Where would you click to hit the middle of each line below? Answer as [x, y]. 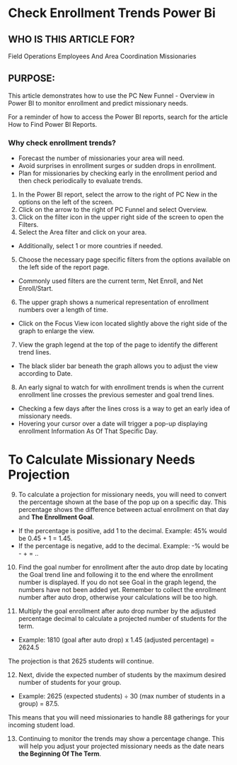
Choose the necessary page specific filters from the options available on [124, 259]
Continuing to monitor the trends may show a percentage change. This [121, 739]
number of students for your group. [70, 683]
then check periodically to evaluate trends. [81, 181]
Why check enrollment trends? [62, 143]
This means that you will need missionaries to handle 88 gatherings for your [118, 717]
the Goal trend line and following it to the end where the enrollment [116, 575]
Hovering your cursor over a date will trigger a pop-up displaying [113, 424]
